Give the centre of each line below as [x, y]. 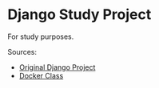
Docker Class [41, 75]
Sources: [22, 52]
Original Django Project [57, 67]
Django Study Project [79, 15]
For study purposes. [41, 36]
